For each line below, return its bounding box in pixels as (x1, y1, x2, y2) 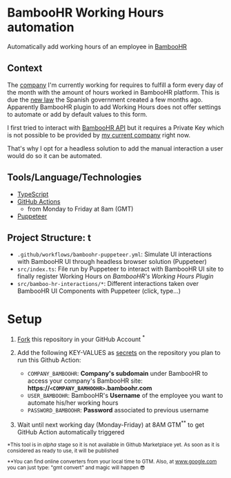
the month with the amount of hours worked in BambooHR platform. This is (7, 88, 220, 96)
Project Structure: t (7, 231, 92, 243)
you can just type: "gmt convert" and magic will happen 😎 (7, 464, 145, 471)
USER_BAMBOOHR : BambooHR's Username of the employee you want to (27, 391, 223, 399)
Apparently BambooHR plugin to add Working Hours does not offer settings (7, 102, 221, 111)
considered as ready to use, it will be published (7, 447, 119, 454)
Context (7, 62, 43, 74)
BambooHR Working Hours (7, 5, 164, 21)
